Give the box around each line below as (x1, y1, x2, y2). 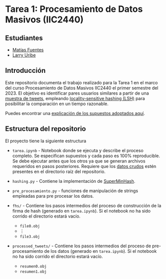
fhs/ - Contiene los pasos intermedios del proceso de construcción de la (12, 202, 162, 209)
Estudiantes (5, 34, 43, 42)
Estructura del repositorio (5, 125, 86, 133)
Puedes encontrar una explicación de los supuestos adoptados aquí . (5, 110, 145, 116)
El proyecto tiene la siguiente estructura (5, 138, 87, 144)
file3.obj (19, 234, 41, 239)
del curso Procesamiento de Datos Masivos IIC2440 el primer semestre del (5, 85, 159, 91)
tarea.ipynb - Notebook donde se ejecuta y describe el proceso (12, 147, 144, 153)
